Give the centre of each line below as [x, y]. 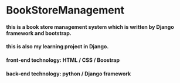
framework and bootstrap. [39, 33]
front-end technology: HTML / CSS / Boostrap [63, 60]
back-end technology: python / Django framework [69, 74]
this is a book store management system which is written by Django [90, 26]
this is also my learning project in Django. [57, 47]
